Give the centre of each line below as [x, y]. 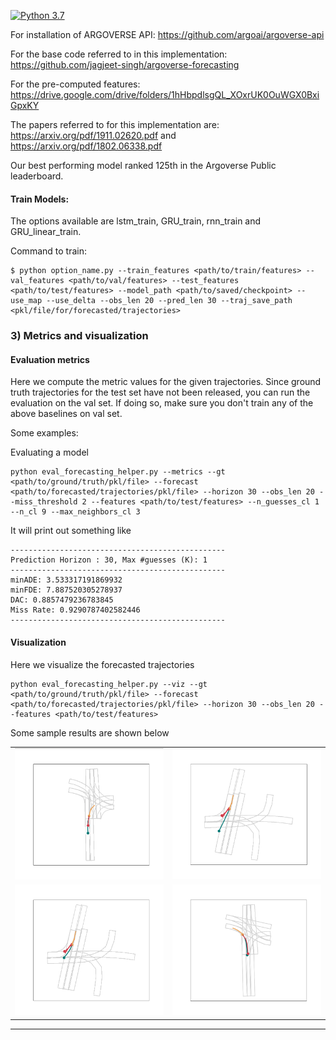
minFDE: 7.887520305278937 [66, 590]
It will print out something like [71, 531]
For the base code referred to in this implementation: [119, 54]
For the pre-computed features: [75, 84]
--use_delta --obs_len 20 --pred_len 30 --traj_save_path [169, 301]
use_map [26, 301]
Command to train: [48, 251]
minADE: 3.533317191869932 [66, 580]
